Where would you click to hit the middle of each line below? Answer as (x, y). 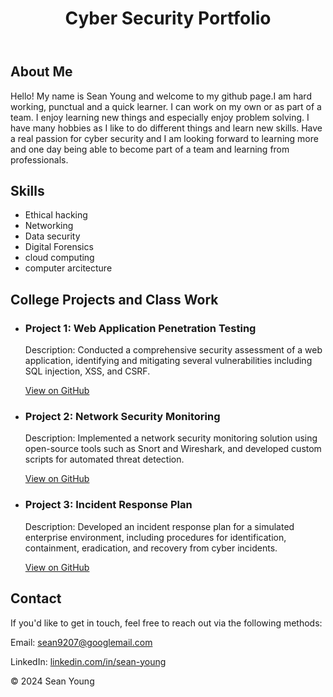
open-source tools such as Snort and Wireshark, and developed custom (173, 449)
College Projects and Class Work (114, 299)
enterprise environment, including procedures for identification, (155, 537)
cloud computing (59, 258)
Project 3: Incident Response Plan (108, 505)
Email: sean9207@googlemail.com (81, 642)
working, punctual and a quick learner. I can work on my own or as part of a (166, 106)
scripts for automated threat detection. (104, 459)
